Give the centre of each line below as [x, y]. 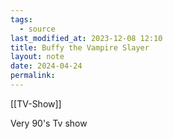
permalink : [33, 76]
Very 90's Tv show [49, 123]
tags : [21, 19]
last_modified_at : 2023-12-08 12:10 [86, 38]
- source [37, 29]
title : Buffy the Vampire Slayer [80, 47]
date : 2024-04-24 [46, 66]
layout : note [37, 57]
